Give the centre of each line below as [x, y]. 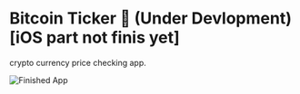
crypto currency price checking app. [78, 62]
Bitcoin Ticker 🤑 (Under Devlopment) [151, 19]
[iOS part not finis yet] [95, 38]
